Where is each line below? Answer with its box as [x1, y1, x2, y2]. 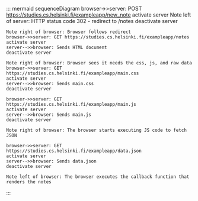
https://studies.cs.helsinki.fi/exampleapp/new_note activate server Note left [6, 11, 191, 18]
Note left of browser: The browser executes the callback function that [6, 174, 190, 180]
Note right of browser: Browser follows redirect [6, 29, 132, 35]
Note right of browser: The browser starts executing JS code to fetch [6, 127, 187, 133]
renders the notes [6, 179, 52, 185]
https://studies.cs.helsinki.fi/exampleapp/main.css [6, 70, 139, 76]
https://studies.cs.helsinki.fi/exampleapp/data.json [6, 148, 142, 154]
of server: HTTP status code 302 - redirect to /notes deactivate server [6, 18, 178, 24]
